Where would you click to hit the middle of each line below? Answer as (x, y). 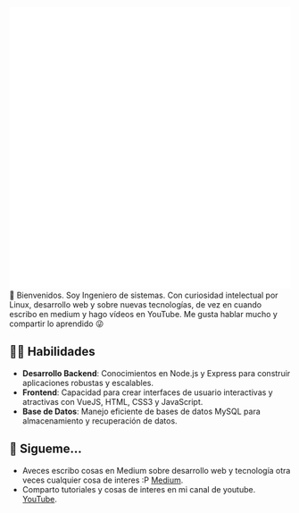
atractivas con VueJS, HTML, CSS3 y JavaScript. (112, 401)
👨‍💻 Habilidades (52, 352)
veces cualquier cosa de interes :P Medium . (103, 480)
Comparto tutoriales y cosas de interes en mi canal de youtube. (139, 489)
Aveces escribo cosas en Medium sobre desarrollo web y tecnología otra (156, 470)
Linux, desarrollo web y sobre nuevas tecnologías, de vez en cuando (135, 305)
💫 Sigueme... (46, 449)
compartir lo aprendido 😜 (57, 324)
